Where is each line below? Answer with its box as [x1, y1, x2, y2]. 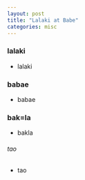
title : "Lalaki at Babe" [7, 17, 79, 24]
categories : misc [7, 23, 57, 30]
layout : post [7, 10, 45, 17]
